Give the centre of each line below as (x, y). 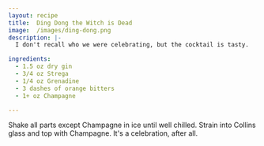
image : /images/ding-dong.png (60, 30)
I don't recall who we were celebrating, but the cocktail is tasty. (132, 45)
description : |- (35, 37)
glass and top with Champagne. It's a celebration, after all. (103, 133)
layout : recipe (33, 15)
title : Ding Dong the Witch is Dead (70, 23)
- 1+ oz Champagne (46, 95)
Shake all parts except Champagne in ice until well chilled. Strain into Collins (132, 125)
